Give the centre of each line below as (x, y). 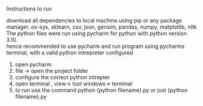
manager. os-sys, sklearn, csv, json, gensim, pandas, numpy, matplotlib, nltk (101, 27)
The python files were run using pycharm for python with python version (97, 33)
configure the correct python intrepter (62, 77)
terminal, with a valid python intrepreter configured (70, 53)
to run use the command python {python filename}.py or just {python (101, 90)
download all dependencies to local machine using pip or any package (94, 20)
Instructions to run (29, 9)
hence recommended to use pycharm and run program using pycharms (95, 46)
